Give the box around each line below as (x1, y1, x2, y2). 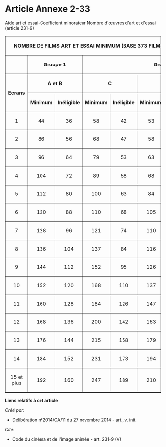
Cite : (5, 426, 15, 432)
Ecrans (8, 89, 25, 96)
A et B (47, 80, 63, 87)
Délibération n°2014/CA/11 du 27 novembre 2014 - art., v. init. (12, 417, 137, 423)
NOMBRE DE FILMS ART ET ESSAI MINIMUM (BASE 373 (13, 42, 147, 49)
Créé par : (5, 407, 25, 413)
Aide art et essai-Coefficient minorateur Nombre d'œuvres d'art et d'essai (5, 20, 156, 26)
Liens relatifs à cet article (5, 397, 58, 403)
